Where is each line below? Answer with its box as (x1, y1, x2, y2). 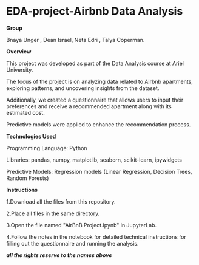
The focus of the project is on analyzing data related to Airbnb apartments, (6, 78, 193, 85)
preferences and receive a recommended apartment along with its (6, 102, 172, 110)
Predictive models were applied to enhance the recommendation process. (6, 120, 191, 128)
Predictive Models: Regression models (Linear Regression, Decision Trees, (6, 168, 192, 175)
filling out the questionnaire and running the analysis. (6, 239, 139, 247)
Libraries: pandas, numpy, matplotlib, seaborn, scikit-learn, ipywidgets (6, 156, 182, 163)
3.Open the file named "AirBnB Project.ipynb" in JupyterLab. (6, 221, 157, 229)
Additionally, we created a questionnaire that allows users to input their (6, 96, 184, 103)
